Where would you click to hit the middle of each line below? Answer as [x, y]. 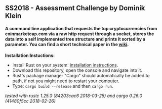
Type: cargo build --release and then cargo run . [63, 86]
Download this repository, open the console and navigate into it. [77, 70]
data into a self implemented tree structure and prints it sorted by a [75, 39]
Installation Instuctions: [30, 55]
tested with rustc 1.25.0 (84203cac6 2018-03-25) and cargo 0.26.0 [74, 96]
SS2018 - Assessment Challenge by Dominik [75, 8]
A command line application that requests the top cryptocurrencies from [81, 28]
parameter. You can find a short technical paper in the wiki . [67, 44]
